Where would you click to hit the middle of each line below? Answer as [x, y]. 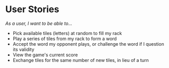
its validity [24, 49]
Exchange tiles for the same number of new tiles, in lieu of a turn [81, 60]
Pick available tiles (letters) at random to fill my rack [67, 33]
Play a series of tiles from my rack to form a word [65, 39]
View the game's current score [45, 55]
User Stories [32, 9]
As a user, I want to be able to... [39, 23]
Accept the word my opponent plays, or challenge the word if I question [88, 44]
